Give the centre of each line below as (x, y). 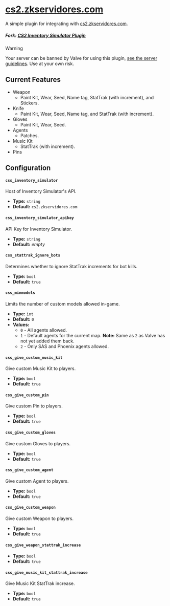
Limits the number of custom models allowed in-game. (63, 304)
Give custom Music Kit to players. (41, 369)
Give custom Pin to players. (34, 406)
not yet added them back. (47, 341)
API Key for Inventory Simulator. (39, 229)
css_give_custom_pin (27, 395)
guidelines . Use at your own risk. (40, 63)
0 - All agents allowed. (44, 330)
